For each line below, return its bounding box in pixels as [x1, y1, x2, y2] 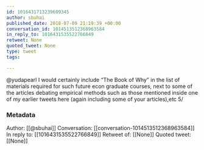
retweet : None [6, 37, 43, 43]
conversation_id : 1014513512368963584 [6, 26, 105, 32]
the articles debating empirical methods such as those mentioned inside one [6, 89, 199, 96]
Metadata [6, 111, 35, 119]
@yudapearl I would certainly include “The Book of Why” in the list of [6, 76, 180, 83]
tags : [6, 54, 20, 60]
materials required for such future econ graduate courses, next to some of [6, 83, 193, 90]
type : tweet [6, 49, 37, 55]
